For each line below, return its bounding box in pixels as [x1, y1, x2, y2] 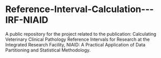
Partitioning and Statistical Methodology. [5, 47, 91, 53]
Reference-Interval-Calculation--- [5, 4, 154, 15]
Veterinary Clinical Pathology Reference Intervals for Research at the [5, 36, 150, 42]
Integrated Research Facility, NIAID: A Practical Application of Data [5, 41, 146, 47]
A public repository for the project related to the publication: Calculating [5, 31, 157, 37]
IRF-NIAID [5, 14, 49, 26]
